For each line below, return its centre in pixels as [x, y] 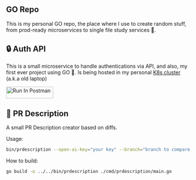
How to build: [22, 161]
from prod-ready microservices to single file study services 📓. [81, 30]
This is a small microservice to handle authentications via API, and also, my [97, 66]
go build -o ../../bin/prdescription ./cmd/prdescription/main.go [89, 172]
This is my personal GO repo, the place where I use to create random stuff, [96, 23]
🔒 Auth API [26, 49]
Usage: [15, 139]
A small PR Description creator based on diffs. [62, 127]
